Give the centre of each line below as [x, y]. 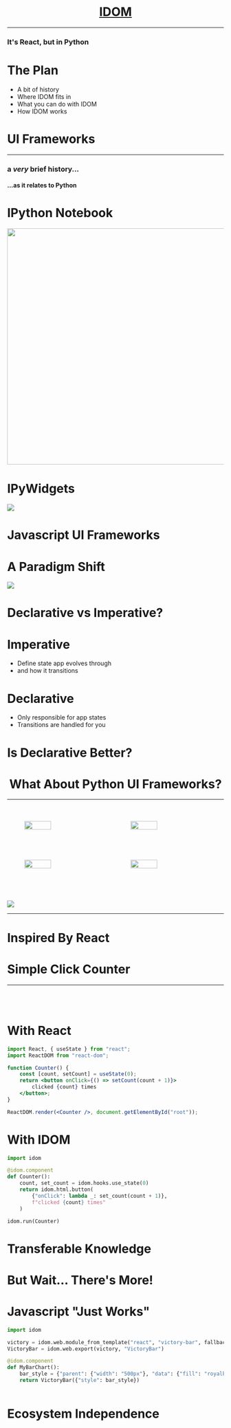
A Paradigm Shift [56, 567]
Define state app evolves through [64, 663]
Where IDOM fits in [44, 96]
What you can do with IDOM [57, 104]
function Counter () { [38, 1068]
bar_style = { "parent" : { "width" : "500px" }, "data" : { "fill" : [110, 1374]
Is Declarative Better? [70, 752]
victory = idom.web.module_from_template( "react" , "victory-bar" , [104, 1342]
